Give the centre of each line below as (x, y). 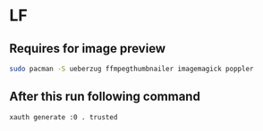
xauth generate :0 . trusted (64, 117)
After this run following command (105, 97)
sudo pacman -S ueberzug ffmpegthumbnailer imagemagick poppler (131, 69)
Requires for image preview (88, 49)
